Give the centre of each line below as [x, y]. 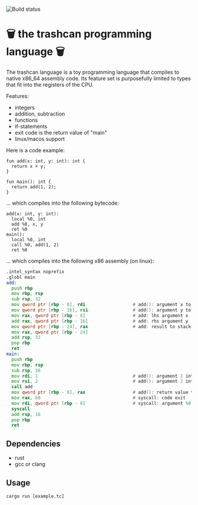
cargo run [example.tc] [35, 496]
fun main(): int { [29, 182]
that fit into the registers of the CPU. [50, 84]
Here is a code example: [36, 150]
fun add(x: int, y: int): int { [46, 161]
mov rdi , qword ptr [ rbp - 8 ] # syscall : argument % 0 [101, 403]
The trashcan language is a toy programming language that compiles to [93, 72]
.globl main [21, 277]
